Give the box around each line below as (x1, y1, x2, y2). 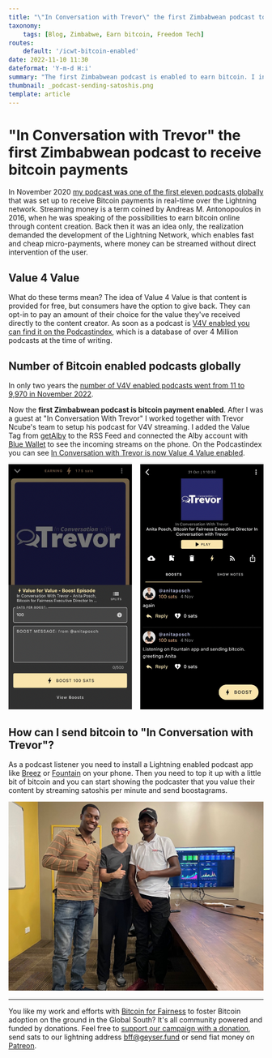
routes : (8, 39, 35, 47)
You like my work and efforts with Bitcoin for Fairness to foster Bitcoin (8, 1006, 241, 1017)
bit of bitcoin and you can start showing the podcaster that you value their (8, 777, 256, 786)
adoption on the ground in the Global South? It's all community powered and (8, 1015, 263, 1025)
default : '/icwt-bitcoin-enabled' (23, 47, 139, 56)
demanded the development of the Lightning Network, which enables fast (8, 230, 254, 240)
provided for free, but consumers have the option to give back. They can (8, 301, 251, 311)
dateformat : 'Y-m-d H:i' (8, 65, 92, 73)
